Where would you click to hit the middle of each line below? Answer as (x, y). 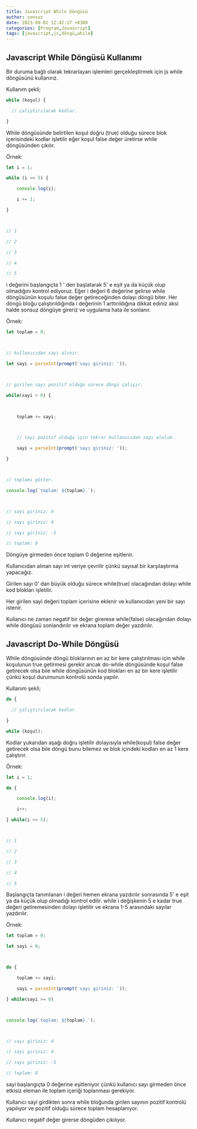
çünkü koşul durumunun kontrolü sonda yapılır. (63, 677)
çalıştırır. (16, 755)
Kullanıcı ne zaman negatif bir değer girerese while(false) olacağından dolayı (99, 619)
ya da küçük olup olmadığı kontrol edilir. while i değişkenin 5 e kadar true (94, 901)
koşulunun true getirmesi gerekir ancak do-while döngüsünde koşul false (95, 665)
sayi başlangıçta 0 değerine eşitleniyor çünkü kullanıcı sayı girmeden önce (96, 1084)
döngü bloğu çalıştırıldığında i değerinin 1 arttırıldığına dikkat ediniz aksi (92, 304)
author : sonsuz (25, 17)
